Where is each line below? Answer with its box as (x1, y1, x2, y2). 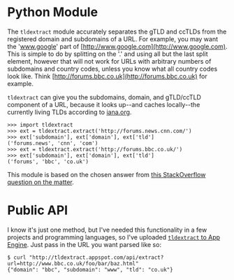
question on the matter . (7, 178, 75, 186)
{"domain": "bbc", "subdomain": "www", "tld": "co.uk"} (7, 266, 173, 273)
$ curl (7, 253, 27, 261)
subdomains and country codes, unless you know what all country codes (7, 64, 218, 73)
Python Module (7, 4, 98, 20)
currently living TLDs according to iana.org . (7, 108, 132, 116)
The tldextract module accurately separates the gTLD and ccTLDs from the (7, 27, 227, 36)
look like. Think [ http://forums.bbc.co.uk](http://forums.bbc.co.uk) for (7, 71, 207, 80)
